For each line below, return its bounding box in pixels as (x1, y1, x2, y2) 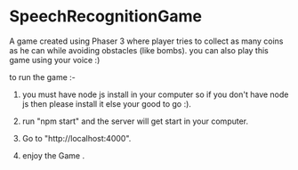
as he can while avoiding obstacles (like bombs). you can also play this (9, 45, 269, 55)
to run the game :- (9, 71, 76, 82)
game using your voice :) (9, 54, 101, 65)
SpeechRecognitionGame (9, 6, 203, 27)
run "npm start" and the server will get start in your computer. (21, 116, 249, 126)
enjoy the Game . (21, 150, 85, 161)
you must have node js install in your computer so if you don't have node (21, 89, 289, 100)
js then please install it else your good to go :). (21, 98, 191, 109)
